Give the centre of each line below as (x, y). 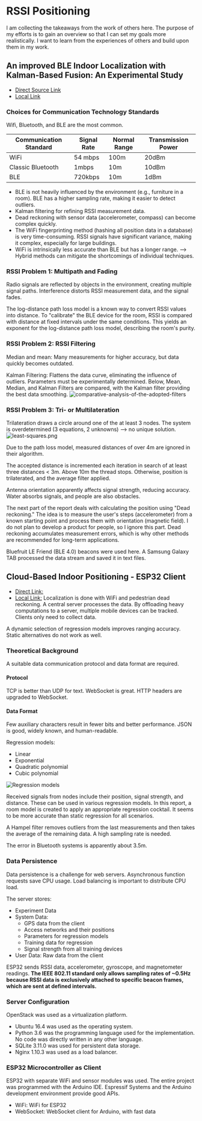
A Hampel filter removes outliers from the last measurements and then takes (101, 828)
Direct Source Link (38, 90)
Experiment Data (36, 910)
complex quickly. (36, 224)
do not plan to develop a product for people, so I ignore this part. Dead (94, 527)
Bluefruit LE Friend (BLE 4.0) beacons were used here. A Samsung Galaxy (98, 551)
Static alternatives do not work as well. (54, 635)
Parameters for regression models (66, 936)
